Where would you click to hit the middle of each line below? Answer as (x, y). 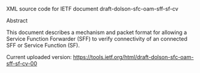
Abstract (17, 20)
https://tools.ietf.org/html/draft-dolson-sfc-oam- (133, 57)
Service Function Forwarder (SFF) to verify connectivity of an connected (97, 39)
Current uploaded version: (39, 57)
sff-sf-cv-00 (22, 64)
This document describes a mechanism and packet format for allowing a (97, 32)
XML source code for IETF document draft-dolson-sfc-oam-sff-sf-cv (92, 9)
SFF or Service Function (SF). (43, 45)
